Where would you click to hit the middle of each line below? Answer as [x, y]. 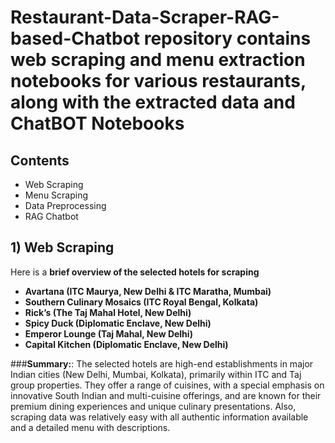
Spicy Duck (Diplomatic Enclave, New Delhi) [118, 323]
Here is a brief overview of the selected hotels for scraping [135, 272]
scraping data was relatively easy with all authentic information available [159, 417]
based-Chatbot [75, 38]
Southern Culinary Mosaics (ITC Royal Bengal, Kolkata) [141, 302]
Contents [40, 160]
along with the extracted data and [153, 102]
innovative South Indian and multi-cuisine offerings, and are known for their [166, 395]
